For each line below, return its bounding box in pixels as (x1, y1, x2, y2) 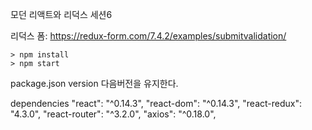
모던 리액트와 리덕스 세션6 (10, 9, 113, 20)
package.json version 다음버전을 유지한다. (10, 78, 179, 89)
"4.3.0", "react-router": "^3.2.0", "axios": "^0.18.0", (10, 108, 217, 120)
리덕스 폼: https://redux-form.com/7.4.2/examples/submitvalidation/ (10, 30, 287, 42)
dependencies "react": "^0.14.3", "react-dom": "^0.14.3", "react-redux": (10, 98, 302, 109)
